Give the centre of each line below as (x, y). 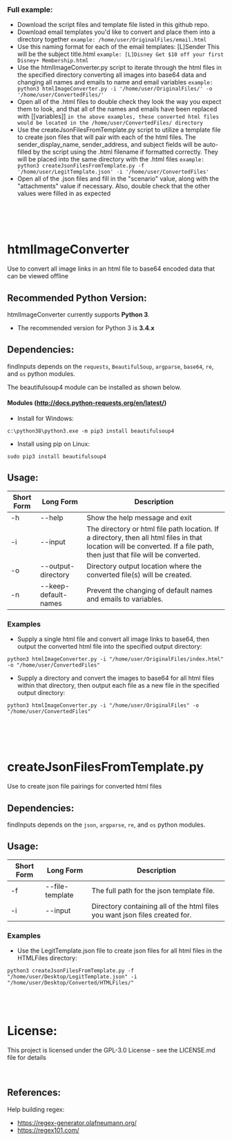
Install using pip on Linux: (53, 444)
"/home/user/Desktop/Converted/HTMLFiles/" (71, 983)
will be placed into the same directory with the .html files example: (111, 159)
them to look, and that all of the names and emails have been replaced (117, 109)
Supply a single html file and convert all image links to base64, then (113, 639)
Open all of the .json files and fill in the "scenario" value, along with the (118, 179)
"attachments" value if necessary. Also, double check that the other (114, 186)
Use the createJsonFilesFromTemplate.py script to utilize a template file (119, 130)
